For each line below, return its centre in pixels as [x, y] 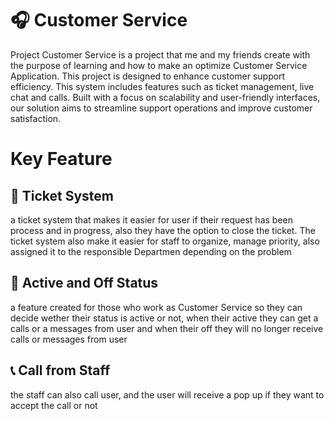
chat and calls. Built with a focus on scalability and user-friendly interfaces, [165, 97]
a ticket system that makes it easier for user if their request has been [152, 219]
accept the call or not [54, 405]
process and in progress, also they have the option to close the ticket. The [163, 230]
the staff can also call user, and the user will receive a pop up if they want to [167, 394]
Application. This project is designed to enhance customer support [148, 76]
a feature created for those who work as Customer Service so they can [156, 307]
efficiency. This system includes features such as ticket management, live [162, 86]
